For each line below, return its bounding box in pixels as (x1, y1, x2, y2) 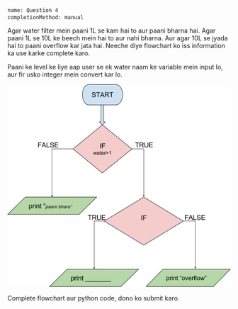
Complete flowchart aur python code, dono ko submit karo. (7, 294, 180, 303)
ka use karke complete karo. (7, 49, 91, 57)
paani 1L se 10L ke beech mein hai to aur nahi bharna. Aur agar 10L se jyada (7, 34, 228, 42)
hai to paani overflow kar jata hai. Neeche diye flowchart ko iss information (7, 42, 225, 50)
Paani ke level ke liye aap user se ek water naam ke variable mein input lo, (7, 63, 223, 71)
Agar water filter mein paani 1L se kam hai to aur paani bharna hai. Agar (7, 26, 216, 35)
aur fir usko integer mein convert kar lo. (7, 70, 123, 79)
